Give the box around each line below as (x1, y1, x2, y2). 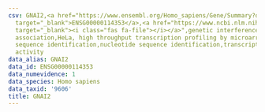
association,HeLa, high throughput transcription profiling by (15, 33, 227, 42)
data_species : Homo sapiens (8, 77, 101, 85)
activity (15, 48, 44, 56)
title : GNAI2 (8, 92, 51, 100)
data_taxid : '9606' (8, 84, 73, 93)
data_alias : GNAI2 (8, 56, 69, 64)
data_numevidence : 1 (8, 70, 77, 78)
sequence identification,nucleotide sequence (15, 41, 168, 49)
